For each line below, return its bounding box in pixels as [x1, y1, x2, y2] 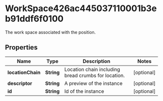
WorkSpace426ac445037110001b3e [5, 3, 157, 14]
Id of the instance [64, 88, 104, 95]
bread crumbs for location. [64, 72, 125, 79]
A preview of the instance [64, 80, 123, 86]
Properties [5, 43, 38, 51]
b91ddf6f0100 [5, 13, 64, 24]
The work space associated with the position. [5, 29, 96, 35]
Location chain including [64, 66, 120, 73]
